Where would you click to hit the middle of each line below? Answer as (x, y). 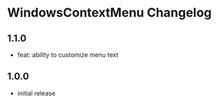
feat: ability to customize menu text (68, 55)
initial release (36, 93)
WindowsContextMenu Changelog (110, 13)
